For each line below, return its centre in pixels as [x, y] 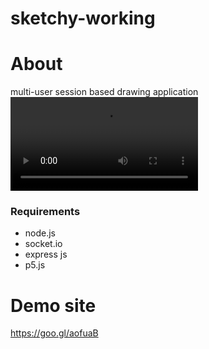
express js [46, 254]
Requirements [45, 212]
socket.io [43, 244]
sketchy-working [83, 18]
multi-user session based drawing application [104, 92]
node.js [40, 233]
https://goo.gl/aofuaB [54, 333]
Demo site [53, 305]
